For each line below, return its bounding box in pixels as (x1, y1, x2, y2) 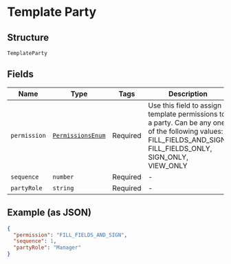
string (52, 184, 74, 192)
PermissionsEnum (52, 132, 106, 139)
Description (168, 89, 208, 99)
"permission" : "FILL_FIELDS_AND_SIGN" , (13, 232, 128, 238)
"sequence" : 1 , (13, 238, 57, 245)
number (52, 173, 74, 181)
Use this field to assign (148, 101, 222, 110)
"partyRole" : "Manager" (13, 244, 81, 252)
